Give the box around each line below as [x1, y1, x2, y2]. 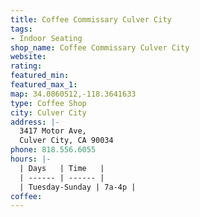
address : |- [10, 117, 60, 127]
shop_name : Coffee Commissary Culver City [10, 42, 190, 53]
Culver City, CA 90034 [19, 136, 114, 146]
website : [10, 52, 47, 62]
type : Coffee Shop [10, 98, 87, 108]
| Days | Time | [19, 163, 105, 173]
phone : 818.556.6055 [10, 145, 97, 155]
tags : [10, 24, 33, 34]
